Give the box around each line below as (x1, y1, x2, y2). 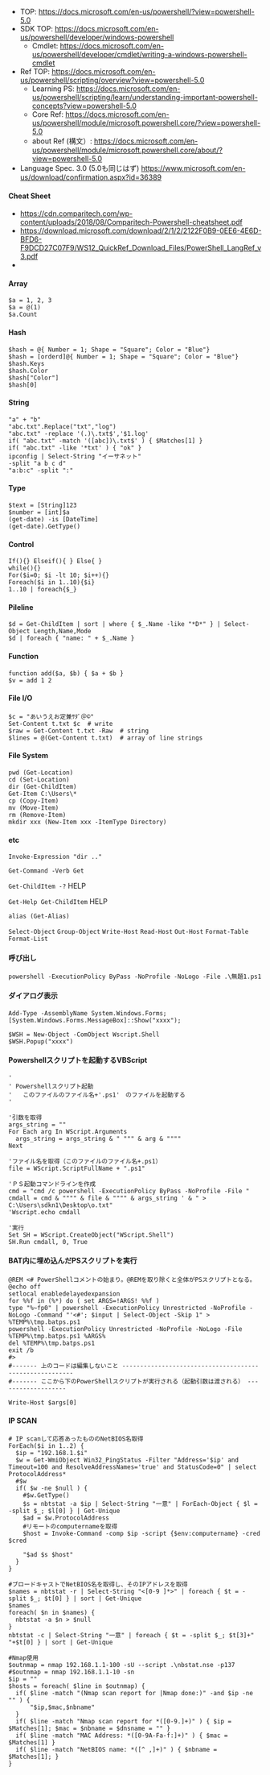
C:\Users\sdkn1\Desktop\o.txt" (8, 1201, 113, 1209)
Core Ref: (31, 110, 64, 119)
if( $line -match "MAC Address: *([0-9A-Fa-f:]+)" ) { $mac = (15, 1731, 228, 1740)
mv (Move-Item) (8, 804, 59, 812)
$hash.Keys (8, 359, 45, 367)
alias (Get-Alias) (8, 912, 70, 921)
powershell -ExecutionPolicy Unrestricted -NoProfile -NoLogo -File (8, 1325, 243, 1333)
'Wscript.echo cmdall (8, 1208, 81, 1216)
